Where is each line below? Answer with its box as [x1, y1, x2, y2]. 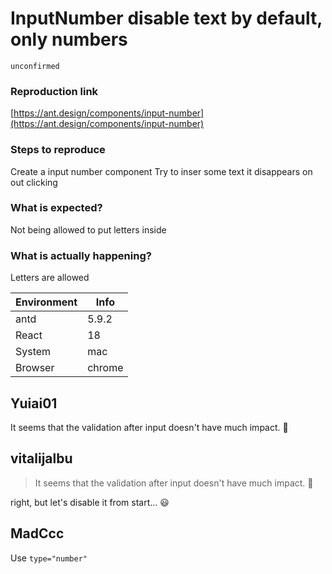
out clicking [10, 176, 58, 188]
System [15, 345, 52, 359]
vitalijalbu [10, 450, 73, 467]
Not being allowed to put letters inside [10, 223, 167, 236]
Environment [15, 295, 78, 309]
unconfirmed [10, 61, 60, 71]
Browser [15, 361, 55, 375]
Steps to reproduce [10, 143, 106, 157]
